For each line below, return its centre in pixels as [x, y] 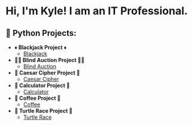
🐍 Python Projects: [41, 33]
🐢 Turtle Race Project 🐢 [43, 111]
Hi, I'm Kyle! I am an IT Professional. [97, 11]
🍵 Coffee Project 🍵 [37, 98]
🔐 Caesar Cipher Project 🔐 [47, 73]
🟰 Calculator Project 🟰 [42, 85]
